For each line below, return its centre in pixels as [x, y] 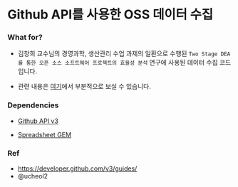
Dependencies [33, 105]
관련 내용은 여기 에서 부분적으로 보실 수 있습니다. [84, 87]
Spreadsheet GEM [45, 134]
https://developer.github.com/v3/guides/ [77, 169]
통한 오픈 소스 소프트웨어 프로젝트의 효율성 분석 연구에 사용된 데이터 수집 [122, 63]
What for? [25, 38]
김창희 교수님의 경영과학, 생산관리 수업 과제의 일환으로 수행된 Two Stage [118, 53]
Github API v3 [38, 121]
